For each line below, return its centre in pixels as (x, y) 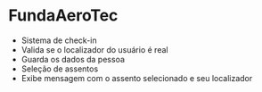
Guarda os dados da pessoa (73, 59)
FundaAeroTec (63, 16)
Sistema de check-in (59, 40)
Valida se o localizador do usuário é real (94, 49)
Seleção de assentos (60, 69)
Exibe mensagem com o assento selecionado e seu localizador (137, 78)
